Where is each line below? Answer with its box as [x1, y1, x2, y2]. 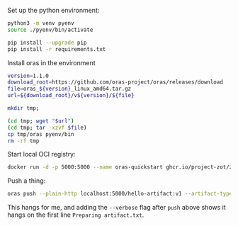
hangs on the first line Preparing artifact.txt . [7, 210, 144, 219]
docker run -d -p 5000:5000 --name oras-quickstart [7, 164, 163, 171]
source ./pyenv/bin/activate [7, 26, 93, 33]
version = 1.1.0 [7, 72, 50, 79]
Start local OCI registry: [7, 150, 76, 159]
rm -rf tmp [7, 137, 40, 145]
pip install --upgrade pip [7, 39, 87, 46]
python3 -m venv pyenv [7, 20, 74, 27]
